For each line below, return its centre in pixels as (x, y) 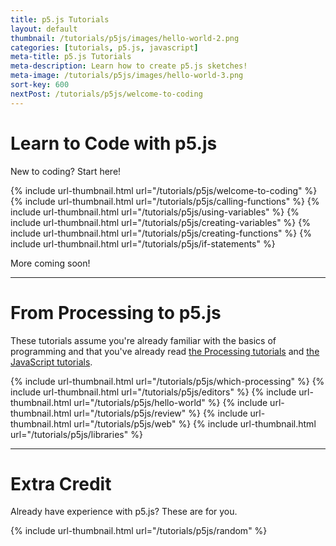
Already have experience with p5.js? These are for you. (124, 512)
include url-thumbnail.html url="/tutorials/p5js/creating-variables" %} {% (160, 222)
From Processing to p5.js (116, 312)
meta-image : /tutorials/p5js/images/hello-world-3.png (127, 76)
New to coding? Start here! (66, 171)
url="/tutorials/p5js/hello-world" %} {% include (170, 402)
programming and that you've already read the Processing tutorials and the (165, 351)
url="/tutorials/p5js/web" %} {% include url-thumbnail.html (195, 423)
